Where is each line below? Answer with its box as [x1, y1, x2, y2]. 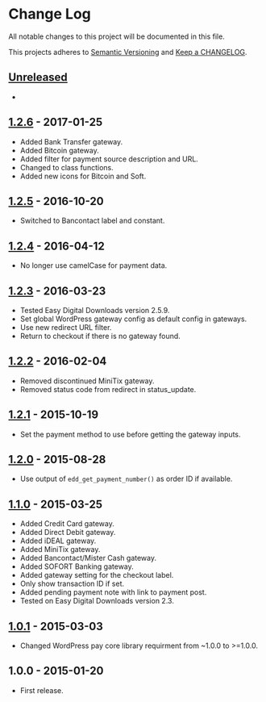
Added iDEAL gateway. [19, 536, 97, 545]
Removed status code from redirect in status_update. [19, 384, 197, 394]
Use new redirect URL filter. [19, 323, 112, 332]
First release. [19, 685, 64, 695]
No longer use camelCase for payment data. [19, 261, 168, 270]
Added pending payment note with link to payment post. [19, 587, 207, 597]
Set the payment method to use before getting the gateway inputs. [19, 429, 241, 439]
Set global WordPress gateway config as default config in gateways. [19, 314, 247, 324]
